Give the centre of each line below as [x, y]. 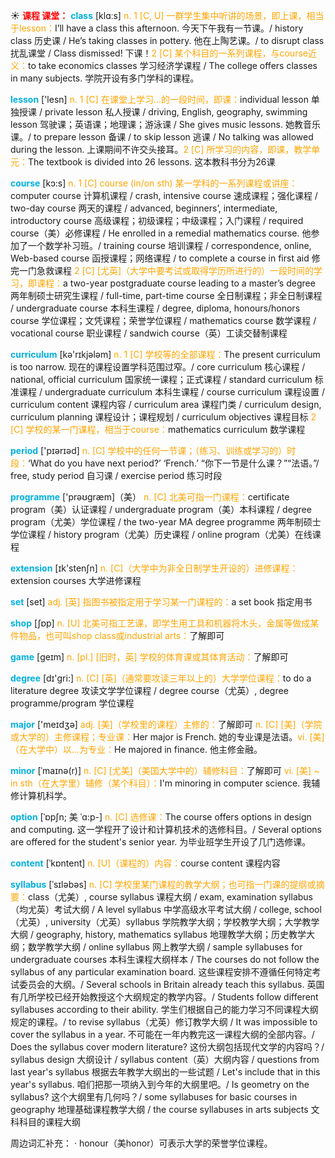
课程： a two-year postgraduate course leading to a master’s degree [176, 283]
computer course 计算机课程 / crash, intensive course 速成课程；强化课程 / [164, 195]
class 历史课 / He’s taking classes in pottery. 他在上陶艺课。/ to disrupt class [167, 40]
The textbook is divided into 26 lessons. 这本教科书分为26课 [152, 162]
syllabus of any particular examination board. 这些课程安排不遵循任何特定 [161, 972]
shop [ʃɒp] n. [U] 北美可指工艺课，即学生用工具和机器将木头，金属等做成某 [165, 623]
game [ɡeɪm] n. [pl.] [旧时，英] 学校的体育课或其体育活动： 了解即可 [149, 657]
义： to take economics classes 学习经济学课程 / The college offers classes [164, 65]
